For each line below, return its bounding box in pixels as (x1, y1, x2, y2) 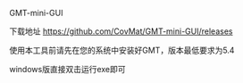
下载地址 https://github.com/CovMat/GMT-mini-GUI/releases (9, 26, 233, 37)
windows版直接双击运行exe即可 (9, 64, 127, 74)
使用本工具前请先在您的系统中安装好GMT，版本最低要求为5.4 (9, 45, 235, 55)
